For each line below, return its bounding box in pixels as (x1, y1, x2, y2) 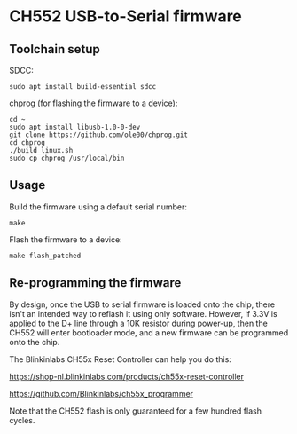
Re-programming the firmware (9, 275, 182, 290)
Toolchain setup (9, 42, 100, 57)
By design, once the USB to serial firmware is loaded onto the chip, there (9, 299, 276, 310)
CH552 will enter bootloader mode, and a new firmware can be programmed (9, 327, 289, 338)
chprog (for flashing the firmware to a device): (9, 98, 178, 108)
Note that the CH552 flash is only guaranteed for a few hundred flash (9, 406, 262, 416)
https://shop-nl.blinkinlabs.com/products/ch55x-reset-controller (9, 371, 244, 382)
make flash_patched (9, 251, 82, 260)
